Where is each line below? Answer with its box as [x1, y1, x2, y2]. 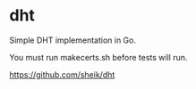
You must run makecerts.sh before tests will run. [9, 52, 188, 62]
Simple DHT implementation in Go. [9, 35, 137, 45]
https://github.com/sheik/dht [9, 69, 115, 80]
